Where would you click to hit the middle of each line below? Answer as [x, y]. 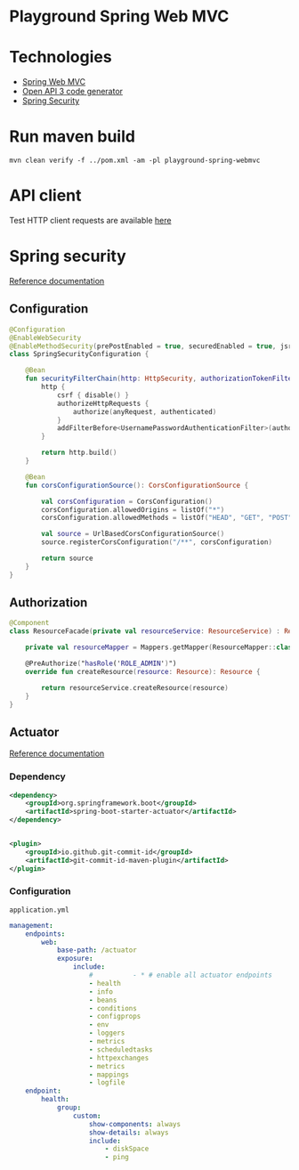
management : [31, 925]
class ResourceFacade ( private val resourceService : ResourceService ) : [145, 631]
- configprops [115, 1017]
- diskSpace [127, 1149]
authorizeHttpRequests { [103, 403]
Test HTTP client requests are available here [90, 220]
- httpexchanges [119, 1058]
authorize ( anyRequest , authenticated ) [145, 411]
